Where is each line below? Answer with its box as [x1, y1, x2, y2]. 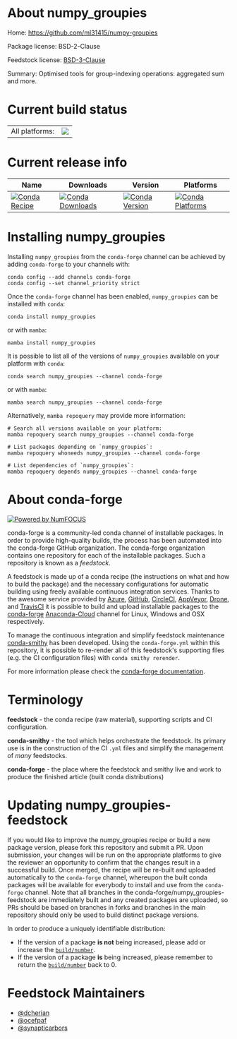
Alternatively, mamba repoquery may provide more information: [7, 411, 186, 419]
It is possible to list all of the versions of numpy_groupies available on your [7, 352, 220, 360]
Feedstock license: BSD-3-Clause [7, 55, 106, 64]
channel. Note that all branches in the [24, 888, 134, 896]
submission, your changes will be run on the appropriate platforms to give [7, 851, 222, 859]
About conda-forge [7, 491, 123, 508]
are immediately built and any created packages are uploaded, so [37, 895, 229, 904]
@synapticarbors [17, 1023, 68, 1032]
